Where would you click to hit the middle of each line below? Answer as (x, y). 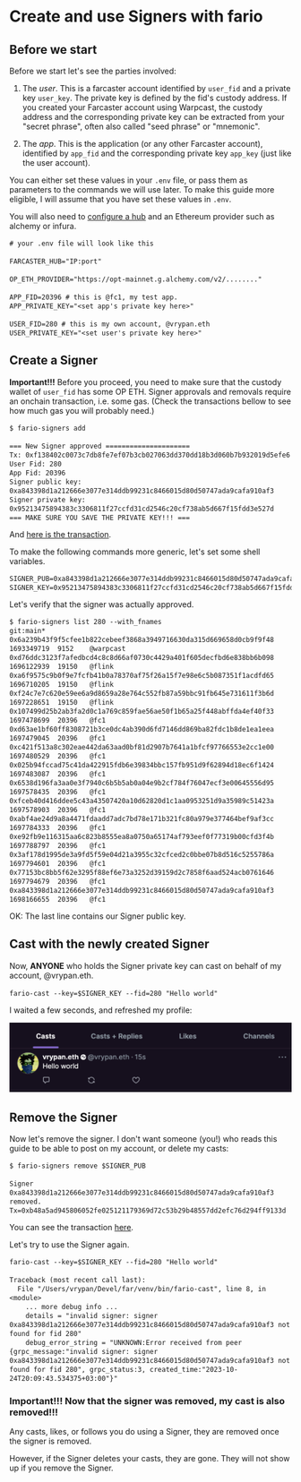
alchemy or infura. (43, 226)
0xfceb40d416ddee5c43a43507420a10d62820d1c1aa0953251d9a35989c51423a (142, 801)
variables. (27, 561)
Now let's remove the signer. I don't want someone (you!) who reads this (143, 1138)
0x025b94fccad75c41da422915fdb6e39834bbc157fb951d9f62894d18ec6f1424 (142, 765)
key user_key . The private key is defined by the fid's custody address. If (155, 98)
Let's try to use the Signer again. (69, 1244)
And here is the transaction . (60, 534)
